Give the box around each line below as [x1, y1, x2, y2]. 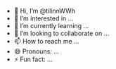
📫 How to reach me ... [13, 37, 79, 45]
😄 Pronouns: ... [13, 47, 60, 56]
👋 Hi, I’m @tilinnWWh [13, 7, 76, 15]
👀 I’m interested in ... [13, 14, 74, 23]
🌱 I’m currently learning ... [13, 22, 89, 30]
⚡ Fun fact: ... [13, 55, 53, 63]
